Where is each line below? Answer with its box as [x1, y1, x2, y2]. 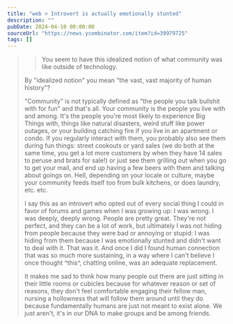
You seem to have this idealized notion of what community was [41, 55, 223, 63]
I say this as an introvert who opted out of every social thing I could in [24, 199, 224, 208]
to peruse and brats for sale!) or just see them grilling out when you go [24, 156, 227, 164]
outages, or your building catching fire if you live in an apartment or [24, 127, 218, 135]
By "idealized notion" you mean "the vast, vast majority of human [24, 76, 212, 84]
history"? [24, 84, 51, 92]
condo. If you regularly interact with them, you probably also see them [24, 134, 226, 143]
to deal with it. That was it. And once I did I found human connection [24, 244, 220, 252]
